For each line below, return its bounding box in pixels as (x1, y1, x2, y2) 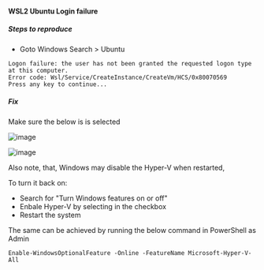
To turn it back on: (8, 178, 68, 187)
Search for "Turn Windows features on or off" (19, 193, 168, 203)
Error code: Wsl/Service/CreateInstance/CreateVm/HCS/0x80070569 (8, 73, 227, 81)
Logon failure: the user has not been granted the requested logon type (8, 59, 252, 67)
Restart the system (19, 210, 81, 219)
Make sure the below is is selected (8, 117, 121, 126)
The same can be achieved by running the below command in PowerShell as (8, 225, 256, 234)
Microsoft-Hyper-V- (188, 249, 252, 257)
